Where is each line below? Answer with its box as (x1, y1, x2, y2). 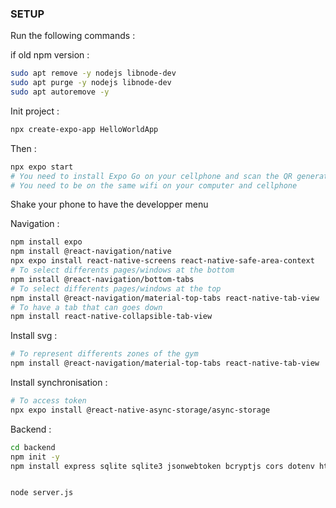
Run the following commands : (10, 30, 136, 42)
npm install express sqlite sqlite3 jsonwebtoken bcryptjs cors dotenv (10, 461, 315, 471)
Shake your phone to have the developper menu (10, 198, 209, 211)
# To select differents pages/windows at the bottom (10, 265, 235, 276)
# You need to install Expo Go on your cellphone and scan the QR (10, 171, 293, 181)
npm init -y (10, 452, 60, 462)
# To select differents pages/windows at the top (10, 283, 222, 294)
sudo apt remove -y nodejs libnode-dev (10, 68, 177, 79)
